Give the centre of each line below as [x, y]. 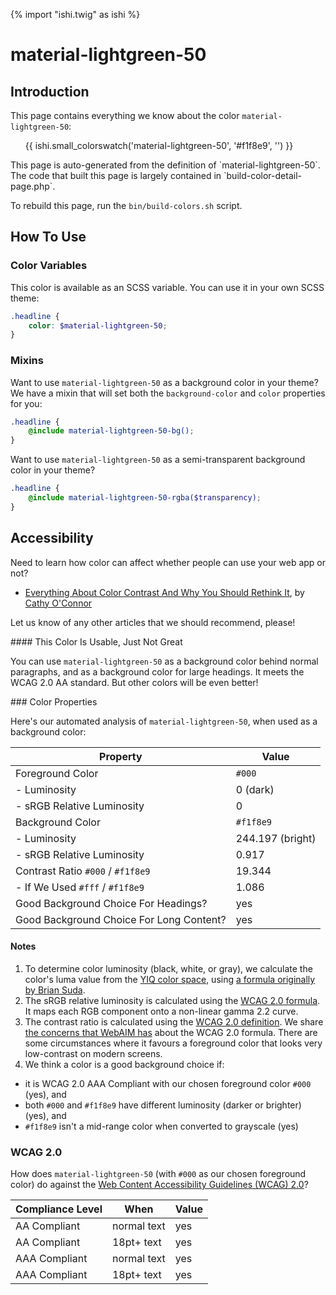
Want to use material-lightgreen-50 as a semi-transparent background [158, 460]
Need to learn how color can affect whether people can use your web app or [168, 562]
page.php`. [33, 186]
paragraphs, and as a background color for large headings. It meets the [157, 671]
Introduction [50, 91]
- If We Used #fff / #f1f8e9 [80, 887]
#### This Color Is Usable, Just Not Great [96, 641]
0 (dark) [255, 789]
